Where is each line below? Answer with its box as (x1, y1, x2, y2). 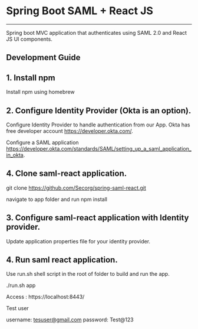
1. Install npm (6, 73, 55, 83)
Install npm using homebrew (6, 89, 75, 96)
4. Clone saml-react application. (6, 168, 127, 178)
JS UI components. (6, 35, 53, 43)
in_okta (6, 151, 24, 158)
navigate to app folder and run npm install (6, 196, 108, 203)
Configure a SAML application (6, 139, 79, 146)
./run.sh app (6, 282, 36, 289)
